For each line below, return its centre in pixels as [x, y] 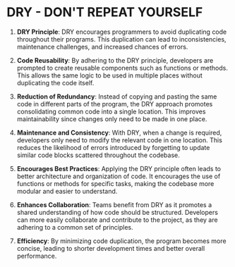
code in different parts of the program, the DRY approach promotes [115, 104]
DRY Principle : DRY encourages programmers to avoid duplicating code [122, 32]
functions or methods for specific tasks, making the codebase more [115, 183]
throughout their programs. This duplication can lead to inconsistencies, [121, 39]
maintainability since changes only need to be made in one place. [112, 119]
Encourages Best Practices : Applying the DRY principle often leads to [119, 168]
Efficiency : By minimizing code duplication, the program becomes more [121, 241]
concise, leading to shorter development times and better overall [111, 248]
